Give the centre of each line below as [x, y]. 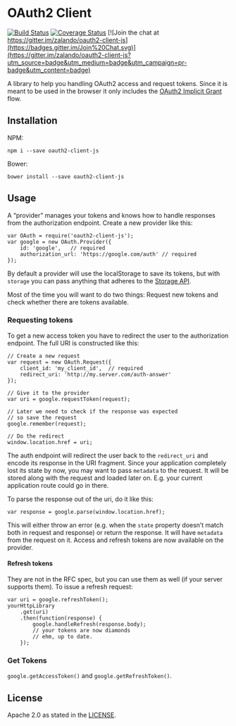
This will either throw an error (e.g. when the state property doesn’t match [116, 525]
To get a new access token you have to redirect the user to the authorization [118, 336]
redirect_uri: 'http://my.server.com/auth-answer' [96, 374]
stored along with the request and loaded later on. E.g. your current [105, 478]
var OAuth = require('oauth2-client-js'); [70, 235]
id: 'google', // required [63, 248]
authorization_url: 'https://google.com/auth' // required [108, 254]
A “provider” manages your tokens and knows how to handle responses [112, 215]
